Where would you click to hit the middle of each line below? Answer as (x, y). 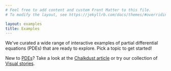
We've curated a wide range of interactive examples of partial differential (82, 43)
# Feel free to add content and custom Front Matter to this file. (78, 10)
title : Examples (22, 28)
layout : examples (24, 24)
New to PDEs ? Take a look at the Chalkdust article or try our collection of (81, 58)
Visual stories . (20, 63)
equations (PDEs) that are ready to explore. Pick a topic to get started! (79, 48)
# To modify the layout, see (36, 15)
